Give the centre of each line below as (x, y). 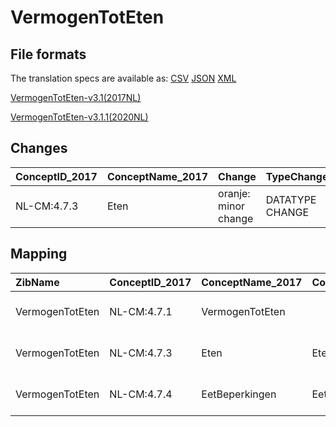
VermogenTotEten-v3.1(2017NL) (76, 97)
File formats (48, 54)
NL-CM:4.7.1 (141, 311)
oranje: (234, 193)
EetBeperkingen (239, 394)
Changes (39, 148)
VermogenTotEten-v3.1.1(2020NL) (79, 117)
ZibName (37, 282)
